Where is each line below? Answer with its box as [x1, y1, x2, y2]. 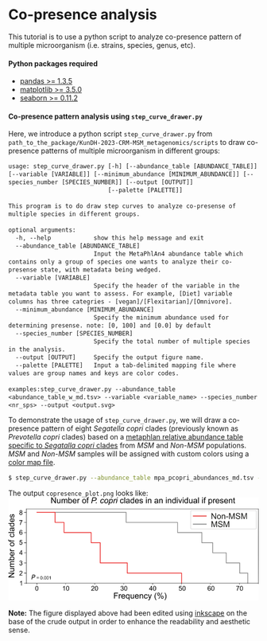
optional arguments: [8, 226, 77, 234]
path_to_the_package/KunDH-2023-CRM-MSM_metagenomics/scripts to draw [8, 138, 246, 147]
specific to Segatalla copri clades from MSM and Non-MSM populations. [8, 440, 247, 451]
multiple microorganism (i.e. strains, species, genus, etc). [8, 40, 196, 49]
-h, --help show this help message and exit [15, 234, 204, 242]
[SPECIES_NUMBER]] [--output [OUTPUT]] [61, 178, 194, 186]
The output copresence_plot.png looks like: [8, 488, 149, 498]
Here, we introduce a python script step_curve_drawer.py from [8, 129, 213, 139]
